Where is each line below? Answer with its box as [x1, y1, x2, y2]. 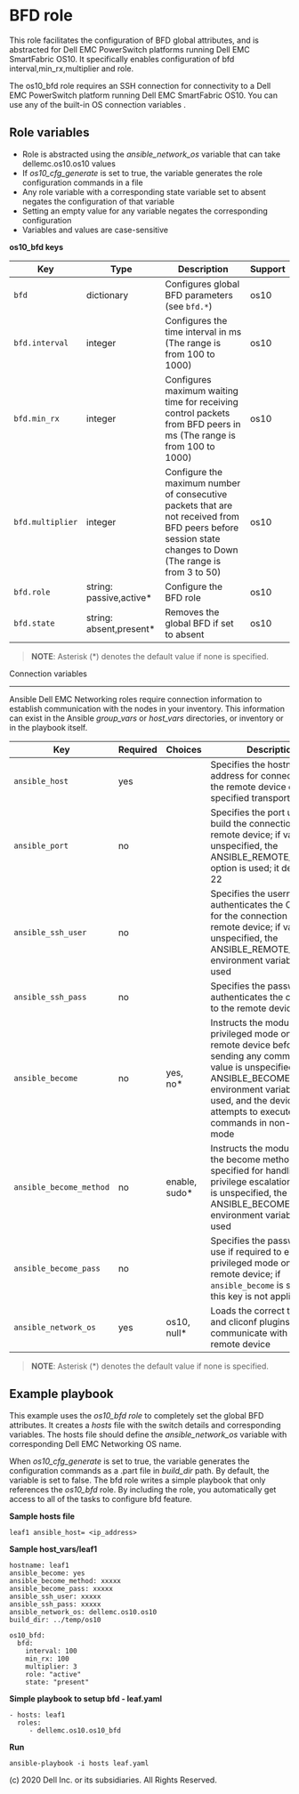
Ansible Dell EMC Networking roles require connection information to [9, 693, 263, 704]
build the [210, 817, 247, 829]
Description [177, 263, 229, 275]
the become [210, 1153, 261, 1166]
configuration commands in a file [21, 177, 144, 188]
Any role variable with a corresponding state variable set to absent [21, 186, 267, 197]
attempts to [210, 1105, 258, 1118]
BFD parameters [164, 288, 233, 301]
